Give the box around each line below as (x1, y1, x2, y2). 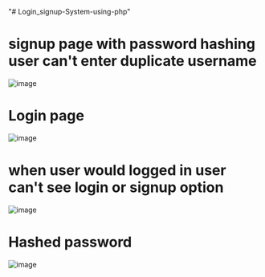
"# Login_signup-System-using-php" (8, 7, 131, 16)
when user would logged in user (8, 161, 226, 180)
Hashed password (8, 233, 132, 251)
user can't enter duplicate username (8, 52, 257, 71)
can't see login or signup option (8, 178, 224, 197)
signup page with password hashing (8, 35, 255, 53)
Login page (8, 107, 84, 125)
